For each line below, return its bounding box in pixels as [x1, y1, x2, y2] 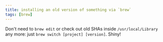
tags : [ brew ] [5, 12, 33, 17]
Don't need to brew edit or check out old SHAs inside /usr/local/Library [5, 25, 158, 31]
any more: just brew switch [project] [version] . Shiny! [5, 31, 121, 37]
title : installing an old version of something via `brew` [5, 7, 132, 12]
